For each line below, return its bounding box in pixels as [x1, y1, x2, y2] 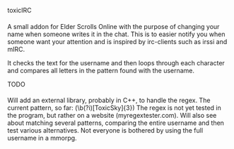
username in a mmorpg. [7, 134, 77, 143]
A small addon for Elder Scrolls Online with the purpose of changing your [7, 22, 220, 31]
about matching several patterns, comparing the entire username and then [7, 118, 225, 127]
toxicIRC [7, 6, 32, 14]
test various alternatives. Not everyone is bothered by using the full [7, 126, 204, 135]
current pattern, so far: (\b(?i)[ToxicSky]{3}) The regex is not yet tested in [7, 104, 221, 112]
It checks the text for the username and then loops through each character [7, 58, 225, 67]
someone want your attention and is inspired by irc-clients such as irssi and [7, 37, 228, 45]
